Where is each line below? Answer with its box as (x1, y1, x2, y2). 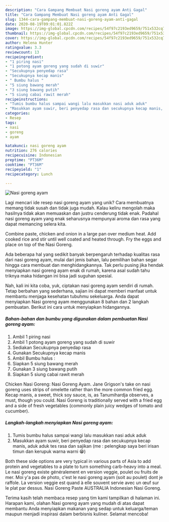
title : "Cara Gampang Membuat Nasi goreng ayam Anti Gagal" (5, 12, 134, 17)
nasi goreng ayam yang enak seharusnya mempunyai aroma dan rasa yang (5, 216, 161, 222)
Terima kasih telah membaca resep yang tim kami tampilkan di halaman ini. (5, 495, 160, 501)
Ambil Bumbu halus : (12, 355, 55, 361)
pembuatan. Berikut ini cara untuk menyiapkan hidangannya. (5, 304, 131, 310)
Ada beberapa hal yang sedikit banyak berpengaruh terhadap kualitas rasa (5, 251, 160, 258)
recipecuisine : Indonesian (5, 153, 62, 158)
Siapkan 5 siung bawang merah (12, 361, 78, 367)
